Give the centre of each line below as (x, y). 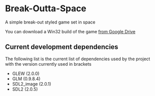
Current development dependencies (62, 47)
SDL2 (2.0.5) (25, 89)
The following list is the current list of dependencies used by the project (78, 59)
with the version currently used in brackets (48, 64)
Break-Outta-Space (46, 9)
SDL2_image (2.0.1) (32, 84)
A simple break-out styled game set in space (50, 22)
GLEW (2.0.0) (26, 73)
